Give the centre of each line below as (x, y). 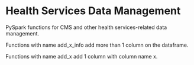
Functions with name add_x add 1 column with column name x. (82, 56)
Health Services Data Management (93, 11)
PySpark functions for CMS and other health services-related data (86, 27)
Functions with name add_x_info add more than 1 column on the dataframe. (97, 45)
